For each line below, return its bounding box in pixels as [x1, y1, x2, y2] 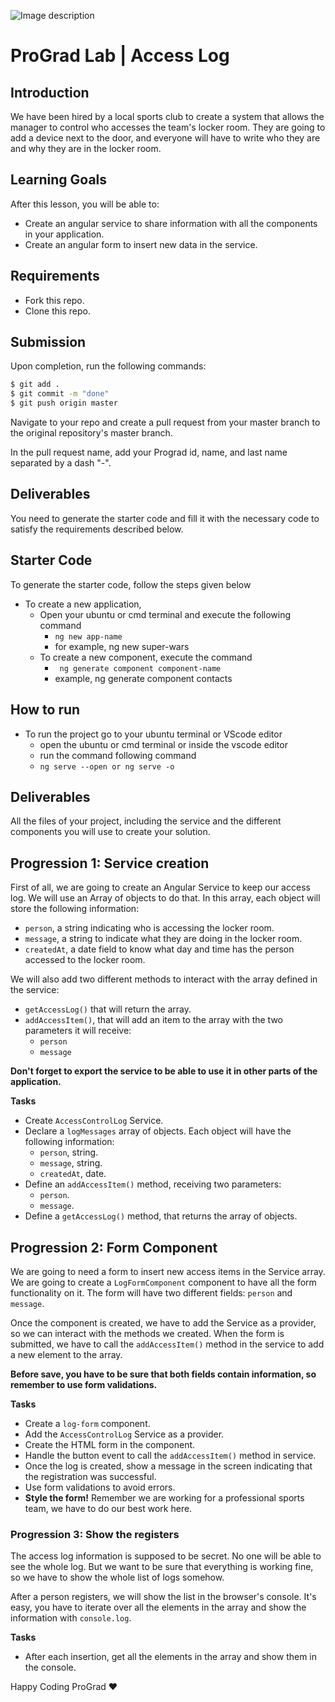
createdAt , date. [39, 1168, 107, 1180]
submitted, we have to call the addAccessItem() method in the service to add [10, 1338, 325, 1350]
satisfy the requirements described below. [10, 523, 184, 535]
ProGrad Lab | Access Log [10, 45, 230, 67]
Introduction [10, 84, 90, 101]
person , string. [39, 1146, 99, 1159]
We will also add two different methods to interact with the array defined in [10, 973, 318, 985]
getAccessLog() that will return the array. [24, 1003, 192, 1015]
